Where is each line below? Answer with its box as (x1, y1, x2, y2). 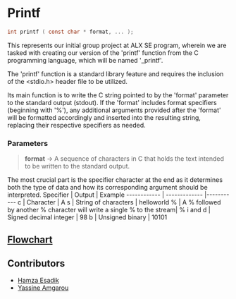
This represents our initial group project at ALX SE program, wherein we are (7, 41, 227, 49)
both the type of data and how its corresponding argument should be (7, 183, 208, 192)
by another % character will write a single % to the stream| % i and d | (7, 206, 211, 214)
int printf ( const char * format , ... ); (7, 28, 134, 35)
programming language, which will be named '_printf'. (7, 56, 163, 64)
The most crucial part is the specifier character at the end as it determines (7, 176, 223, 184)
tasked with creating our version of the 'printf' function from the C (7, 48, 199, 57)
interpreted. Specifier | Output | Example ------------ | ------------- (7, 190, 203, 199)
